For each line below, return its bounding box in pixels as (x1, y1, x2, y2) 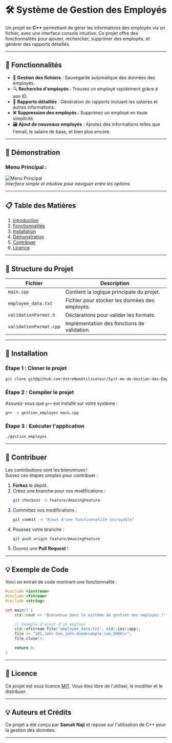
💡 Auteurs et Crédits (5, 708, 72, 717)
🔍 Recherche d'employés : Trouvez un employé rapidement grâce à (12, 85, 158, 92)
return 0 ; (14, 645, 36, 651)
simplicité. (12, 115, 35, 121)
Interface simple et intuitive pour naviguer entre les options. (5, 181, 132, 187)
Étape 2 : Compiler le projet (5, 388, 74, 396)
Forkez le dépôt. (12, 482, 48, 488)
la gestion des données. (5, 727, 56, 733)
